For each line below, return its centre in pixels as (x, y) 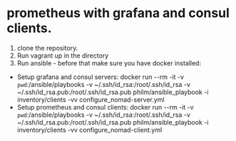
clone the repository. (47, 48)
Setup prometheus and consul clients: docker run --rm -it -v (105, 107)
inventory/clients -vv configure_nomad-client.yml (89, 130)
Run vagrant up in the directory (63, 56)
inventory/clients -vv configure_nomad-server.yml (91, 99)
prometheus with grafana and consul (118, 13)
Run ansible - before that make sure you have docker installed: (109, 63)
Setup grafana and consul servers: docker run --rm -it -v (101, 77)
